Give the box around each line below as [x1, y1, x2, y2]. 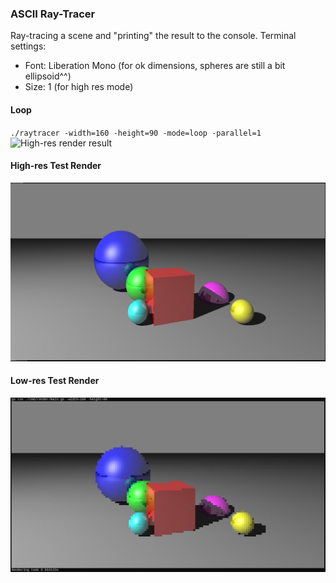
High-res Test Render [10, 160, 102, 172]
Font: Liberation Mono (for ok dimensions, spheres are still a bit [24, 60, 286, 72]
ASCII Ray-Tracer [10, 7, 96, 21]
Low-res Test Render [10, 375, 100, 387]
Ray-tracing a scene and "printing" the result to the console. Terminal [10, 30, 297, 42]
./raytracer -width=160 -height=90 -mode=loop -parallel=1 [10, 128, 262, 138]
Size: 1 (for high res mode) [24, 81, 134, 93]
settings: [10, 40, 47, 52]
